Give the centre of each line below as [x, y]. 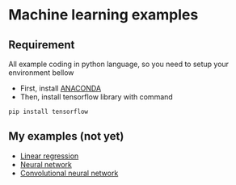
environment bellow [41, 73]
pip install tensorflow [48, 111]
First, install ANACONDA [61, 88]
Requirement [42, 45]
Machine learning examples [103, 15]
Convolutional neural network [69, 173]
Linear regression [49, 156]
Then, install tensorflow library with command [97, 97]
